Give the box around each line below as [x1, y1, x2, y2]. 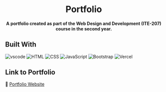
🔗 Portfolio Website [5, 81, 45, 87]
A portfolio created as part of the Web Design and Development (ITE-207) [6, 20, 162, 26]
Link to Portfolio [5, 68, 56, 76]
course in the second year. [55, 25, 112, 31]
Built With [5, 40, 36, 49]
